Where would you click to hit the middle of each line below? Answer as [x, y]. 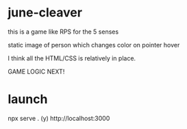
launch [28, 99]
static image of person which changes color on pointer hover [94, 45]
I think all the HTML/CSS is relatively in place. [72, 58]
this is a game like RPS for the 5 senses [63, 32]
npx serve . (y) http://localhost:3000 [59, 118]
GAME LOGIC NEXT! [36, 71]
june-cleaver [45, 13]
